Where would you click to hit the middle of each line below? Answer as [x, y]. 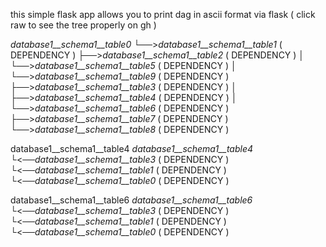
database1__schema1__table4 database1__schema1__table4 [132, 148]
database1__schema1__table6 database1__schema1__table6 [131, 200]
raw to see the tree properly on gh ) [83, 25]
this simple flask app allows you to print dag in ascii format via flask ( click [163, 14]
